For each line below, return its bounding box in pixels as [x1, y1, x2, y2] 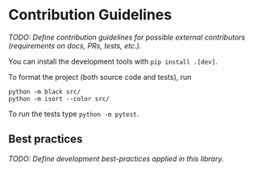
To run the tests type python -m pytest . [8, 109, 139, 119]
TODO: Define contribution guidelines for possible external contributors [8, 32, 246, 42]
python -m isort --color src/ [8, 94, 110, 102]
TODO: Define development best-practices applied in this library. [8, 153, 224, 163]
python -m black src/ [8, 87, 81, 96]
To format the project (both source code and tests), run [8, 72, 192, 81]
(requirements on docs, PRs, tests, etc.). [8, 40, 142, 50]
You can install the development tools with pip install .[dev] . [8, 56, 218, 66]
